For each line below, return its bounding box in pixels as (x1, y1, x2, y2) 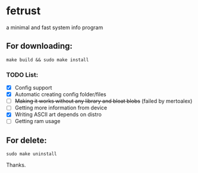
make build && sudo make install (6, 56, 89, 63)
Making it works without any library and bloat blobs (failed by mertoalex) (14, 97, 193, 105)
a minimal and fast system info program (6, 24, 103, 31)
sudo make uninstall (6, 151, 58, 157)
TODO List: (6, 70, 39, 78)
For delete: (6, 135, 48, 145)
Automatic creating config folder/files (14, 91, 106, 98)
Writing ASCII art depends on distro (14, 111, 102, 118)
